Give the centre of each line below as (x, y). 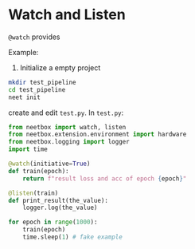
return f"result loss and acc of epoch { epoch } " (105, 178)
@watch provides (35, 37)
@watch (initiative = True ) (49, 164)
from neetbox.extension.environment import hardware (97, 134)
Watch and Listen (67, 15)
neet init (25, 97)
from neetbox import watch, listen (67, 127)
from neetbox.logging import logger (69, 142)
